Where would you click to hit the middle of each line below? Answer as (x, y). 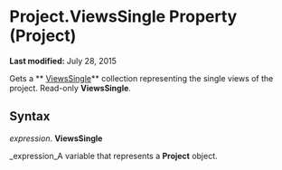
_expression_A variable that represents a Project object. (114, 156)
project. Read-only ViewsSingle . (70, 88)
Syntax (30, 116)
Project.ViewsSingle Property (123, 17)
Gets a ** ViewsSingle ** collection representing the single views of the (141, 78)
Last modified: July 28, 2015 (63, 61)
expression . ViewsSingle (56, 138)
